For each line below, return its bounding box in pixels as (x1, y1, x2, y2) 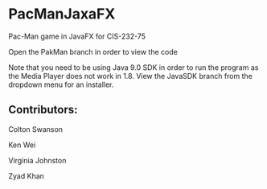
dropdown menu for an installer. (8, 80, 114, 89)
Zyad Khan (8, 171, 44, 181)
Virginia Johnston (8, 155, 67, 165)
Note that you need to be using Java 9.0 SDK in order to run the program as (8, 62, 259, 72)
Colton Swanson (8, 124, 63, 134)
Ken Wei (8, 140, 36, 150)
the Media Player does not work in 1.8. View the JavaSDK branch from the (8, 71, 253, 80)
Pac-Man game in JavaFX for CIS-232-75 (8, 31, 146, 41)
